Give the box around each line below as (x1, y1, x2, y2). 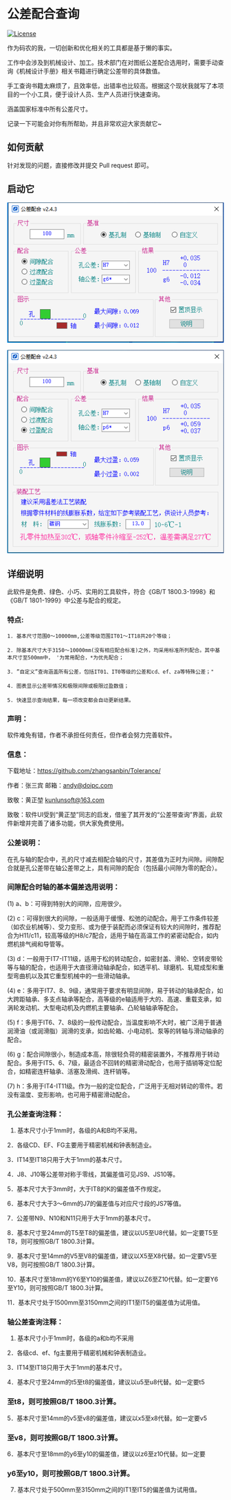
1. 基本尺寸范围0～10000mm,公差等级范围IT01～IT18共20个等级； (7, 633, 173, 640)
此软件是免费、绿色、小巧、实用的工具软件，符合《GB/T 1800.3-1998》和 (7, 588, 215, 596)
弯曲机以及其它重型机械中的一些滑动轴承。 (12, 971, 134, 980)
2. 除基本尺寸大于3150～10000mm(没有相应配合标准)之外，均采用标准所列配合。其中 (7, 646, 215, 654)
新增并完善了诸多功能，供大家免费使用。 (12, 819, 128, 827)
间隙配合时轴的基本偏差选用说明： (7, 883, 120, 892)
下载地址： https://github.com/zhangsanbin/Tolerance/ (7, 767, 161, 775)
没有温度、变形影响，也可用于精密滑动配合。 (7, 1090, 134, 1099)
